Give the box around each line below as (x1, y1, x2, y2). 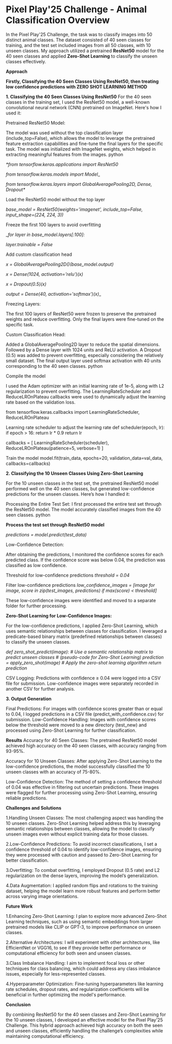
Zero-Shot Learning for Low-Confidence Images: (6, 612, 112, 619)
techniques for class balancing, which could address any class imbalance (6, 965, 160, 971)
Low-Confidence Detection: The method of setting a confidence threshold (6, 778, 162, 785)
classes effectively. (6, 58, 46, 64)
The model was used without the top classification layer (6, 129, 123, 136)
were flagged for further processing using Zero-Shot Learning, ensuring (6, 789, 158, 795)
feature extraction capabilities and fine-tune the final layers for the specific (6, 140, 163, 147)
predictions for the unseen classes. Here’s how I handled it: (6, 491, 130, 497)
